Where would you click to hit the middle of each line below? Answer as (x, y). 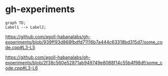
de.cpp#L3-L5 (20, 47)
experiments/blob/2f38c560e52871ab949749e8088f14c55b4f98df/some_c (84, 62)
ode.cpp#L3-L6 (22, 68)
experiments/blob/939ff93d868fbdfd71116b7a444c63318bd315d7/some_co (84, 42)
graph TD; (16, 23)
